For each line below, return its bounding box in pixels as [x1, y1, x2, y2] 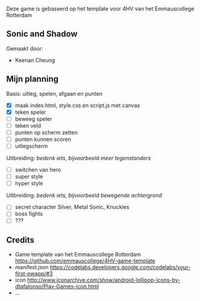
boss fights [14, 210, 43, 217]
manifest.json [14, 264, 49, 271]
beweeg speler [14, 115, 52, 122]
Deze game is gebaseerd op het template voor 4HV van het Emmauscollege [6, 5, 195, 12]
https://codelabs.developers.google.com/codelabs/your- [49, 264, 191, 271]
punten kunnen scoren [14, 135, 71, 143]
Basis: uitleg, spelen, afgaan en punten [6, 90, 102, 97]
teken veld [14, 122, 41, 129]
